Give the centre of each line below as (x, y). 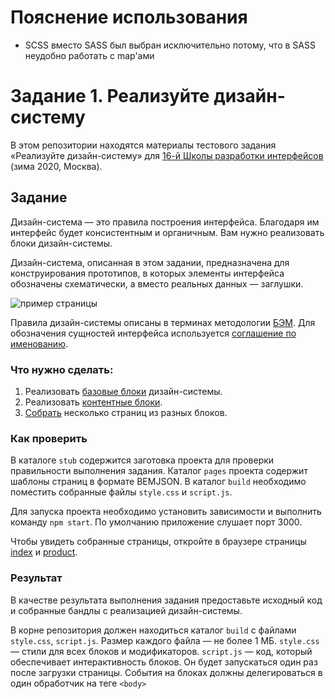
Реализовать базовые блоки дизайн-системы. (123, 391)
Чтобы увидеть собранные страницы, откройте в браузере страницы (158, 542)
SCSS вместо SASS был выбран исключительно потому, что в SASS (170, 45)
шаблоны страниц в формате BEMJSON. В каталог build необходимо (158, 482)
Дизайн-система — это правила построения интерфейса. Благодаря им (165, 222)
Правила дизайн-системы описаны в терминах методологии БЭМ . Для (163, 322)
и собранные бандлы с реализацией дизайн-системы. (126, 610)
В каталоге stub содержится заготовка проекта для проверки (142, 460)
